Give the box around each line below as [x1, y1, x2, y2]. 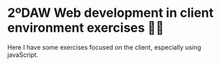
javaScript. [7, 51, 39, 59]
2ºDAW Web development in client [7, 5, 214, 21]
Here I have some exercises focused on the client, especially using [7, 43, 201, 51]
